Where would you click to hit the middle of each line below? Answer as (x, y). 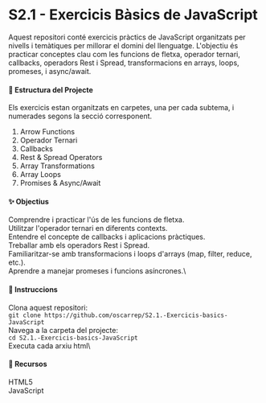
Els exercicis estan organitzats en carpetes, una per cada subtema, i (121, 108)
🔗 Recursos (28, 364)
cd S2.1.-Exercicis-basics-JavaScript (73, 338)
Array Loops (41, 175)
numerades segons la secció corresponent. (80, 116)
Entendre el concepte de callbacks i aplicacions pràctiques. (107, 237)
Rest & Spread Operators (61, 158)
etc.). (17, 262)
